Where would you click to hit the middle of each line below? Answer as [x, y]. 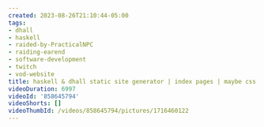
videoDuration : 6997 [42, 89]
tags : [17, 23]
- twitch [23, 67]
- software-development [47, 60]
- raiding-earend [37, 52]
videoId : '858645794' [44, 96]
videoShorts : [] [35, 103]
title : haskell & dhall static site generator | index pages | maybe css [132, 81]
